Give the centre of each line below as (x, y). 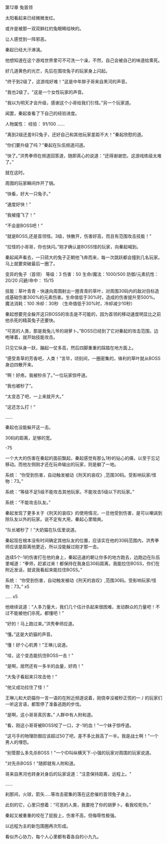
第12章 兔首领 (19, 7)
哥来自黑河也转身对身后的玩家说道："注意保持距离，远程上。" (69, 774)
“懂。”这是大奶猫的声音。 (30, 634)
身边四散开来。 (20, 365)
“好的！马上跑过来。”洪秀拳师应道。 (41, 624)
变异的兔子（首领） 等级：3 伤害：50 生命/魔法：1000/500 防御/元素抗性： (82, 274)
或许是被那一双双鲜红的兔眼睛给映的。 (44, 28)
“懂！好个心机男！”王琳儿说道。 (38, 645)
